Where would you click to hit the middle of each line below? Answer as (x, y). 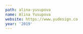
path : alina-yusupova (28, 10)
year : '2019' (19, 24)
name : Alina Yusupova (28, 14)
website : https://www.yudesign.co (42, 19)
